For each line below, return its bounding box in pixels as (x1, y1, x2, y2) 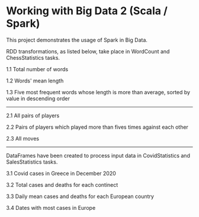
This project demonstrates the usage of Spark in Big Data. (6, 36, 148, 43)
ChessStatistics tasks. (6, 54, 60, 61)
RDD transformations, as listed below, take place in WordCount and (6, 47, 170, 55)
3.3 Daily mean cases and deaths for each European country (6, 193, 154, 200)
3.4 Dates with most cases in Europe (6, 204, 96, 211)
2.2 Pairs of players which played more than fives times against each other (6, 123, 188, 130)
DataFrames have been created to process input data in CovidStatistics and (6, 152, 191, 159)
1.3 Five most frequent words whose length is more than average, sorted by (6, 88, 191, 95)
